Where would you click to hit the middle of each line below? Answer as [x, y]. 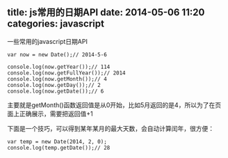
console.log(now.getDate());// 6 [56, 91]
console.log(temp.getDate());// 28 [59, 148]
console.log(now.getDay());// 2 [54, 85]
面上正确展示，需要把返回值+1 [50, 113]
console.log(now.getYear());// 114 [59, 67]
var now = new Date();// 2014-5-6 [57, 54]
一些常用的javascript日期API [48, 41]
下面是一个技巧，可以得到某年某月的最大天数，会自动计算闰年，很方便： [111, 128]
